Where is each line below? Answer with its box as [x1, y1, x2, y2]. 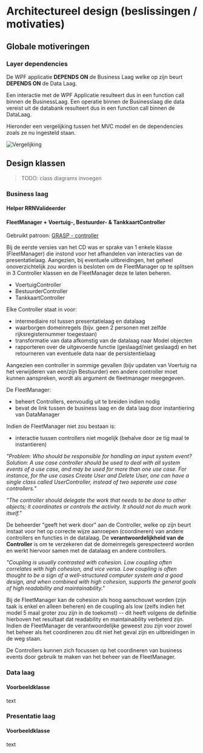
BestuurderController [15, 288, 68, 295]
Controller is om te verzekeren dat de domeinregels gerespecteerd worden [6, 541, 195, 548]
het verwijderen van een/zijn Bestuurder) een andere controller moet [6, 368, 178, 376]
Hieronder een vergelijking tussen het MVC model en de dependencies [6, 123, 184, 130]
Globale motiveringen [6, 41, 90, 52]
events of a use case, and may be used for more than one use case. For [6, 465, 187, 473]
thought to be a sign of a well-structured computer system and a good [6, 572, 183, 579]
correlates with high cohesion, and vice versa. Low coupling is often [6, 566, 177, 573]
